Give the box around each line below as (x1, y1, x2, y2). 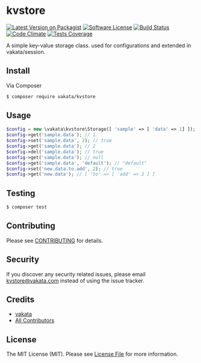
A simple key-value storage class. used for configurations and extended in (6, 42, 191, 49)
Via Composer (6, 82, 42, 89)
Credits (6, 295, 35, 305)
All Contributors (14, 317, 54, 324)
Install (6, 66, 30, 76)
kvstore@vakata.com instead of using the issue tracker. (6, 276, 145, 284)
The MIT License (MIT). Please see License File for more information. (6, 350, 178, 358)
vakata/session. (6, 48, 46, 55)
